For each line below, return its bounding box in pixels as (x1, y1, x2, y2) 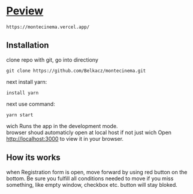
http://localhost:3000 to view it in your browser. (6, 135, 124, 142)
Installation (6, 40, 49, 50)
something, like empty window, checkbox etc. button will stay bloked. (6, 181, 178, 188)
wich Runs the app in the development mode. (6, 122, 118, 129)
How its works (6, 153, 61, 163)
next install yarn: (6, 78, 47, 85)
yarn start (6, 112, 34, 118)
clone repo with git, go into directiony (6, 56, 99, 63)
